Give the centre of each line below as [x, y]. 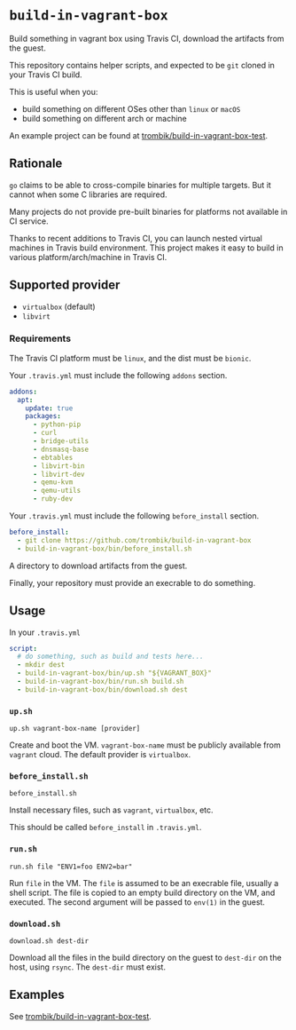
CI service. [29, 221]
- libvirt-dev [59, 474]
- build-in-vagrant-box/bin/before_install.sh [105, 549]
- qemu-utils [57, 491]
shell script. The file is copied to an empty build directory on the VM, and [142, 892]
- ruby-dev [53, 499]
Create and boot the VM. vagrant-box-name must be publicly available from [145, 745]
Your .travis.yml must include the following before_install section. [134, 516]
